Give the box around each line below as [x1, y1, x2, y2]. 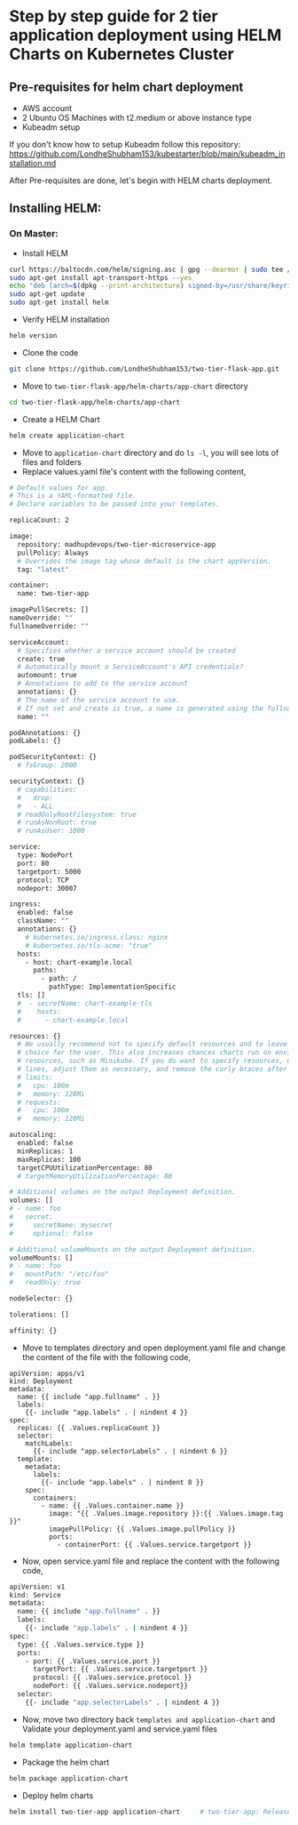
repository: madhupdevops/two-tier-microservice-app [17, 540, 216, 548]
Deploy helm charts [21, 1789, 94, 1801]
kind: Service [9, 1590, 62, 1599]
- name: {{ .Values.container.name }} [41, 1501, 184, 1510]
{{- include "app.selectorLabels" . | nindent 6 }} [32, 1446, 228, 1455]
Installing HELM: [9, 201, 102, 216]
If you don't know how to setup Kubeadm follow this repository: [9, 140, 241, 149]
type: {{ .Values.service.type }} [17, 1640, 145, 1649]
